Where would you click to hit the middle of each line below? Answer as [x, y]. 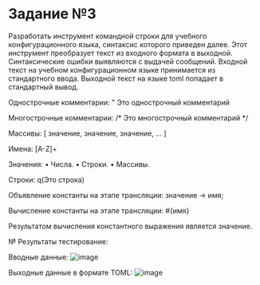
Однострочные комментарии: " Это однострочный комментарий [119, 102]
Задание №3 [53, 14]
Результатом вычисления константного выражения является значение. [130, 226]
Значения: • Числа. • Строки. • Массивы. [79, 164]
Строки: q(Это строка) [47, 180]
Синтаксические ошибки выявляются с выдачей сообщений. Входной [128, 61]
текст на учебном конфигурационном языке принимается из [112, 69]
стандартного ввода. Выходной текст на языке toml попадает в [116, 78]
